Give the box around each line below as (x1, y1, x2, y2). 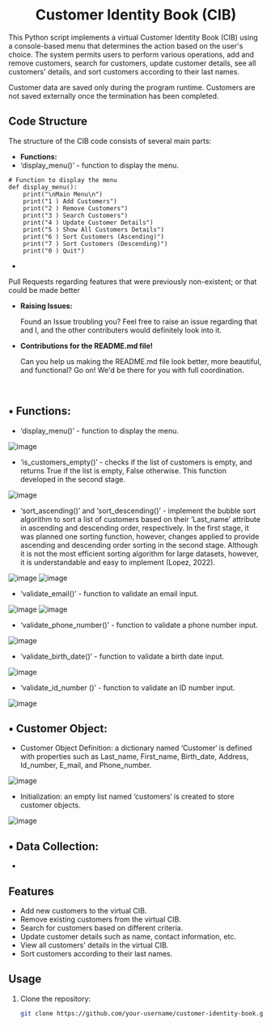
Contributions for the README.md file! (19, 341, 154, 350)
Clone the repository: (19, 994, 91, 1003)
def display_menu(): (8, 183, 78, 191)
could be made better (8, 285, 81, 295)
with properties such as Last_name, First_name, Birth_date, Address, (19, 752, 249, 761)
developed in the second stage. (19, 474, 126, 484)
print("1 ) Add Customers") (23, 197, 117, 206)
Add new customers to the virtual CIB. (19, 906, 147, 915)
